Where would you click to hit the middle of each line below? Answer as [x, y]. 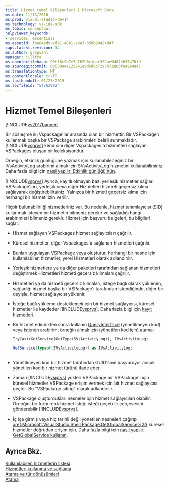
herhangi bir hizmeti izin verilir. [37, 197]
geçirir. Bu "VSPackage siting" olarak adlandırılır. [63, 389]
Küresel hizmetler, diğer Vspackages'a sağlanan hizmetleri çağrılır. [81, 243]
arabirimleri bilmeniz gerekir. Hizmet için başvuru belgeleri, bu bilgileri [78, 218]
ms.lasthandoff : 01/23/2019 [35, 81]
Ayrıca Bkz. [24, 451]
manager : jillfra [23, 57]
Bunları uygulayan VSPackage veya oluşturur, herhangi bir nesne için [84, 253]
